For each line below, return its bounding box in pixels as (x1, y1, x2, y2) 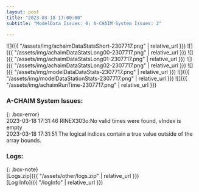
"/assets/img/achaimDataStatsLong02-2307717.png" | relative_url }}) (14, 62, 187, 69)
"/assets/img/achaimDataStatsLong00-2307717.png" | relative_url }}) (14, 49, 187, 56)
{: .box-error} (6, 111, 40, 118)
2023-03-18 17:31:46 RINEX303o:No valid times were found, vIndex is (6, 117, 181, 124)
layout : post (6, 9, 40, 15)
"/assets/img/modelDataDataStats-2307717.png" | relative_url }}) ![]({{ (14, 68, 190, 76)
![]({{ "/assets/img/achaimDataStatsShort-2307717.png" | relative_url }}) (6, 42, 186, 50)
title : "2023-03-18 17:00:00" (6, 15, 83, 21)
